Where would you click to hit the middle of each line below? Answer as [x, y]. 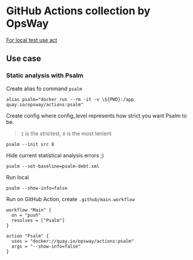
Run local [18, 177]
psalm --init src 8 [30, 144]
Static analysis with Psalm [45, 75]
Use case [24, 58]
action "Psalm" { [28, 236]
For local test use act [32, 40]
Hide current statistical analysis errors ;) [55, 155]
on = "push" [26, 215]
